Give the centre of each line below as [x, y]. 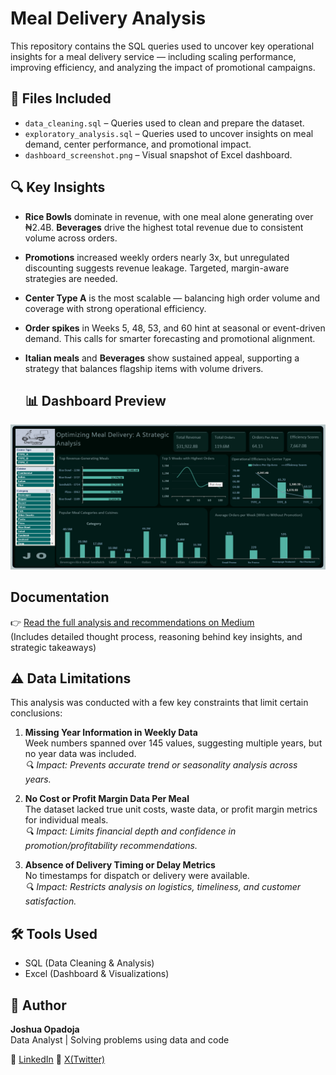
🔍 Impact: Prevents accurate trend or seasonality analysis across [161, 765]
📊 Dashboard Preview [95, 400]
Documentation [60, 597]
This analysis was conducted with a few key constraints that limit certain [159, 703]
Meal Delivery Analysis [108, 18]
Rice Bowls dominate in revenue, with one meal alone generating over [169, 216]
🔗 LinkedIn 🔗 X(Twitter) [58, 1059]
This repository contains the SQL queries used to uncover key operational [162, 46]
